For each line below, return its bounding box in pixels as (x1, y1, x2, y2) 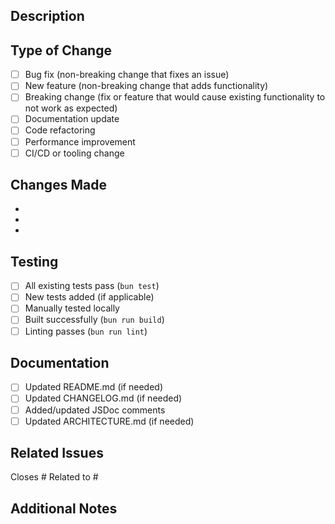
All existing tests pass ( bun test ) (24, 280, 160, 292)
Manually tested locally (24, 302, 120, 314)
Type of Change (10, 42, 112, 59)
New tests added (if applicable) (24, 291, 155, 303)
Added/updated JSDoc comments (24, 404, 166, 416)
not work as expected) (24, 102, 118, 114)
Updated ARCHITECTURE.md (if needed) (24, 415, 195, 427)
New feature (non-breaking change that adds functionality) (24, 80, 269, 92)
